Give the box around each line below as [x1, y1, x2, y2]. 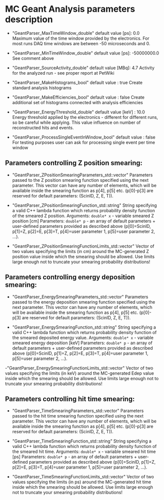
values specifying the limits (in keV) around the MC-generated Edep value [5, 370, 154, 376]
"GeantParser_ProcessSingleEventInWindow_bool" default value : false [12, 134, 156, 140]
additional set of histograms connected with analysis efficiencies [12, 99, 143, 105]
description [5, 14, 53, 25]
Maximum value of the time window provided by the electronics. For [12, 35, 149, 41]
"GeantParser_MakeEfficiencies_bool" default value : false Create [12, 94, 145, 100]
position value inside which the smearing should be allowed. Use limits [12, 253, 155, 259]
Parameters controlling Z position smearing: [5, 159, 143, 167]
